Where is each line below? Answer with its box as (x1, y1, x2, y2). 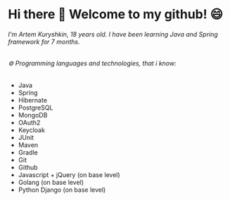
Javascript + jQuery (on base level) (18, 171, 120, 179)
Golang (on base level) (18, 179, 84, 186)
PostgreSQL (18, 103, 53, 112)
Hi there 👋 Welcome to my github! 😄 (8, 6, 224, 22)
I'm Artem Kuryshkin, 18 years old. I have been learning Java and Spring (8, 30, 219, 38)
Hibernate (18, 96, 48, 104)
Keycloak (18, 126, 45, 134)
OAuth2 (18, 119, 41, 127)
